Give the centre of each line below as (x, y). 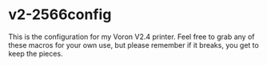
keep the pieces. (36, 53)
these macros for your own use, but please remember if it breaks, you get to (134, 45)
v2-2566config (60, 15)
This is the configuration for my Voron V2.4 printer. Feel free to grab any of (132, 37)
